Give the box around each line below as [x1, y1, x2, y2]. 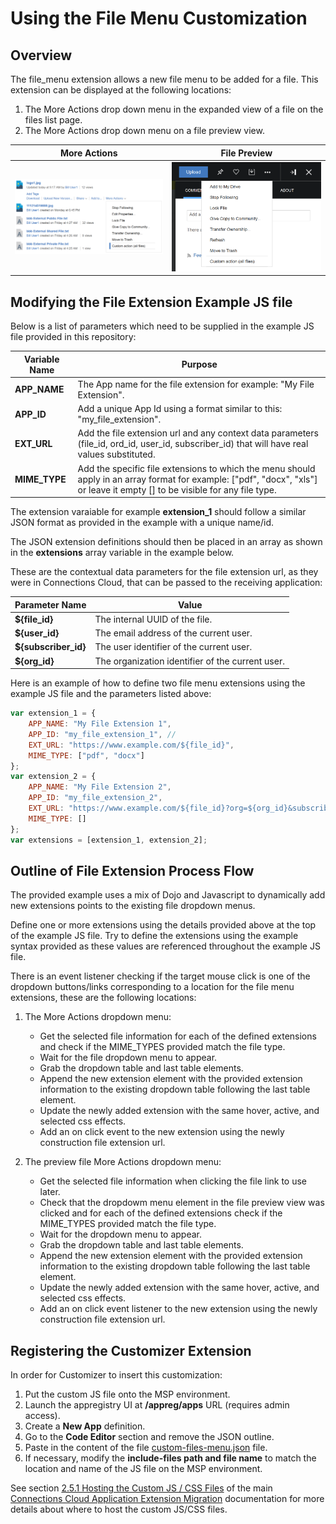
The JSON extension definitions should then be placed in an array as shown [10, 536, 323, 548]
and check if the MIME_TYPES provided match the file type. [39, 1041, 286, 1053]
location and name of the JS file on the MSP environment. [24, 1463, 263, 1475]
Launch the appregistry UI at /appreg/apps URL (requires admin [24, 1399, 290, 1411]
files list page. [24, 114, 83, 126]
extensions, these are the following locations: [10, 992, 197, 1004]
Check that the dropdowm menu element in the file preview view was [39, 1197, 325, 1209]
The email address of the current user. [94, 627, 253, 639]
